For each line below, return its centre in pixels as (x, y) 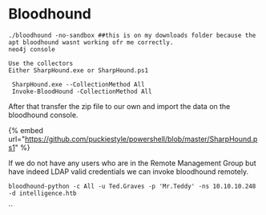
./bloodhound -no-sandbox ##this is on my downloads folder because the (132, 35)
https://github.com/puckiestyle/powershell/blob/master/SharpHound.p (141, 139)
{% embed (26, 130)
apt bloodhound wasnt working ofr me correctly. (91, 42)
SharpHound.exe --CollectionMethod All (79, 84)
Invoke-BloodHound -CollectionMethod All (82, 91)
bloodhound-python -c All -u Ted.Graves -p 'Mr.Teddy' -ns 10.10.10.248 (132, 186)
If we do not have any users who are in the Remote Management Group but (132, 163)
